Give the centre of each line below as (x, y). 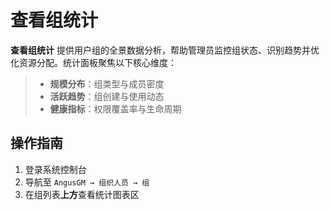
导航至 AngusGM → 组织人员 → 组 (87, 182)
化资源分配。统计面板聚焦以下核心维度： (93, 62)
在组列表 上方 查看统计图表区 (82, 194)
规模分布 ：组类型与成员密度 (107, 83)
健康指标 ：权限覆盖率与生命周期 (115, 108)
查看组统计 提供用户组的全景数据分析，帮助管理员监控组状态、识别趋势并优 (165, 50)
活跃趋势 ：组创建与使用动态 (107, 96)
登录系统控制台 (55, 169)
